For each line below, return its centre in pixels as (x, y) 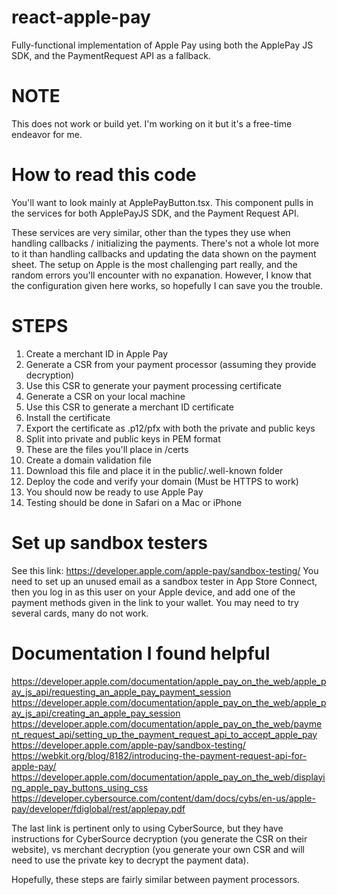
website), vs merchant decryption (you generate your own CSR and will (158, 849)
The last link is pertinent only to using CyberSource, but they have (147, 828)
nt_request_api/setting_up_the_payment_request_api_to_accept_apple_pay (164, 734)
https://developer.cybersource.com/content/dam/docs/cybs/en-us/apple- (163, 798)
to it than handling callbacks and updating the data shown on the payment (164, 253)
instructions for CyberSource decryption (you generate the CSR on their (159, 838)
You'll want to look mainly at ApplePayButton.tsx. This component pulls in (162, 202)
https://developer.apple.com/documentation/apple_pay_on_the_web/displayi (168, 777)
